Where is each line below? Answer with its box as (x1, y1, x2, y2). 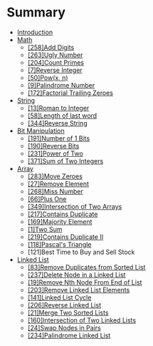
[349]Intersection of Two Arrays (27, 202, 122, 210)
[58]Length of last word (27, 111, 97, 120)
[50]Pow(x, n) (27, 73, 68, 82)
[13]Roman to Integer (27, 103, 90, 112)
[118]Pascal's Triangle (27, 240, 92, 248)
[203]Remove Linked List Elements (27, 285, 130, 294)
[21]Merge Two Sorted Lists (27, 308, 109, 317)
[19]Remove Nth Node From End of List (27, 278, 142, 286)
